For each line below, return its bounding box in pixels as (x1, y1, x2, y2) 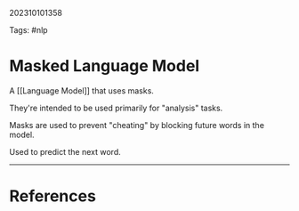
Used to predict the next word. (9, 146, 122, 157)
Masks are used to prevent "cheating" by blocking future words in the (9, 119, 265, 130)
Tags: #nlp (9, 25, 48, 35)
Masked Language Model (9, 56, 200, 77)
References (9, 186, 96, 207)
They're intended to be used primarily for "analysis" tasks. (9, 102, 223, 113)
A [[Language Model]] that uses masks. (9, 85, 154, 96)
